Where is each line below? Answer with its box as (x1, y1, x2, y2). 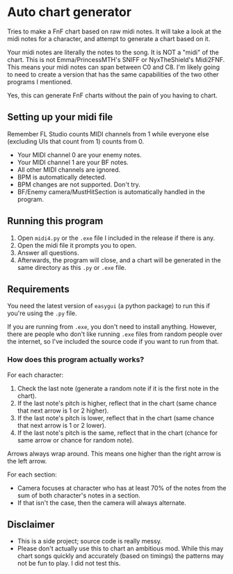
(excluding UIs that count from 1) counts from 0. (7, 137, 145, 145)
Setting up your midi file (7, 111, 113, 123)
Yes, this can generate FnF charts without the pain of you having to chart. (7, 91, 218, 99)
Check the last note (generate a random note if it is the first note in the (17, 384, 219, 392)
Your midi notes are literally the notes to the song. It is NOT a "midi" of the (7, 48, 219, 56)
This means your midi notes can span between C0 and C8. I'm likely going (7, 63, 220, 71)
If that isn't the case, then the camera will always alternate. (17, 498, 186, 507)
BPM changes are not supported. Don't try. (17, 180, 140, 189)
